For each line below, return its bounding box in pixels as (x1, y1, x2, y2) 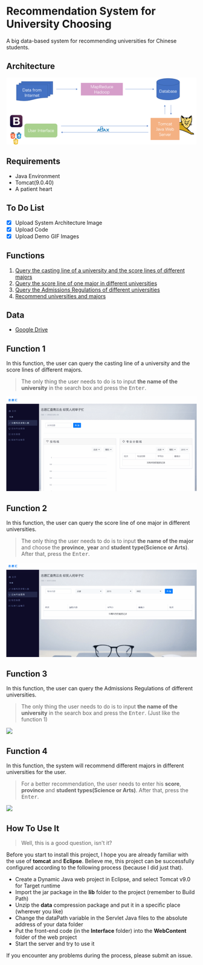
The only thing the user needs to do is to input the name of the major (21, 538, 194, 545)
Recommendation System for (6, 4, 156, 18)
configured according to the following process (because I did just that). (6, 864, 183, 871)
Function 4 (6, 746, 48, 756)
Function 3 (6, 669, 47, 679)
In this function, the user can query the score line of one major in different (6, 519, 190, 527)
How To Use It (6, 823, 59, 833)
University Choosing (6, 17, 112, 31)
